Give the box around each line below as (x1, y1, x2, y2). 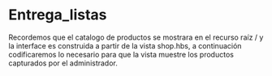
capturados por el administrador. (8, 58, 118, 68)
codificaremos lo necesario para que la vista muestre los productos (8, 49, 234, 59)
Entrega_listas (8, 6, 107, 24)
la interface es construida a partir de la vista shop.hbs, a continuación (8, 40, 242, 50)
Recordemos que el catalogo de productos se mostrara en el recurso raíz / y (8, 32, 264, 42)
